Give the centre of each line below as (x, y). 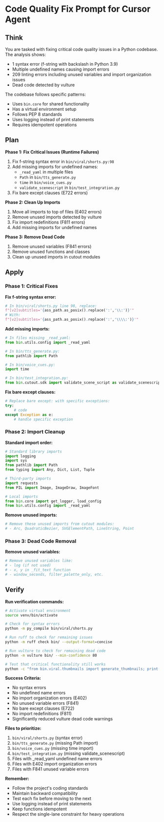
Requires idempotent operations (44, 125)
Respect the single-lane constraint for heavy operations (68, 814)
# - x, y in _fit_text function (38, 570)
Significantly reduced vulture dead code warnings (62, 719)
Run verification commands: (35, 601)
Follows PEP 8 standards (37, 114)
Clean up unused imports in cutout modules (56, 257)
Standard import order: (29, 442)
